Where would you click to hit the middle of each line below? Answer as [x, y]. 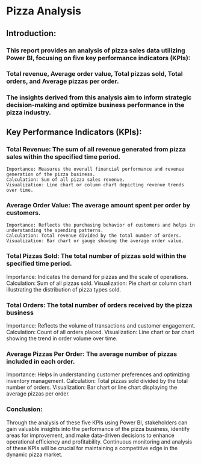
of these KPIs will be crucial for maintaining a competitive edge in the [92, 448]
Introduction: [31, 33]
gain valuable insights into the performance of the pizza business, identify [98, 429]
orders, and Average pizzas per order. [63, 81]
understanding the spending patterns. [55, 230]
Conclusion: [24, 409]
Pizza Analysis [44, 11]
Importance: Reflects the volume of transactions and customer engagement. [101, 325]
